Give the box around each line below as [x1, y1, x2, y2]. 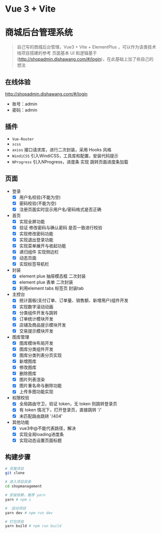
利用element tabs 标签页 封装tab [19, 285, 84, 291]
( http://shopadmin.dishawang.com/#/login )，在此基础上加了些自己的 [16, 56, 154, 62]
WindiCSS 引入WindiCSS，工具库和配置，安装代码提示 [12, 153, 118, 159]
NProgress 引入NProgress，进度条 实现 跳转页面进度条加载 [12, 159, 129, 164]
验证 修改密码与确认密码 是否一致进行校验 [19, 225, 102, 230]
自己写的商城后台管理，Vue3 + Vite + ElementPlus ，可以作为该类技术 [16, 44, 156, 50]
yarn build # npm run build [5, 524, 62, 529]
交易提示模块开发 [19, 328, 54, 334]
